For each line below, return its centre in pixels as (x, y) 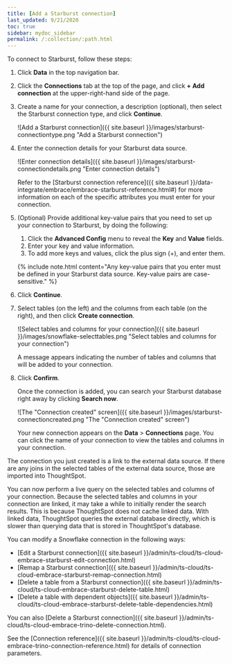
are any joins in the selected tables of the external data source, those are (111, 469)
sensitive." (32, 282)
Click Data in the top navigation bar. (68, 73)
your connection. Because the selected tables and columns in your (102, 496)
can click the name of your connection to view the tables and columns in (121, 440)
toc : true (21, 26)
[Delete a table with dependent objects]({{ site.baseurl (95, 597)
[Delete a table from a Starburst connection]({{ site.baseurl (101, 582)
